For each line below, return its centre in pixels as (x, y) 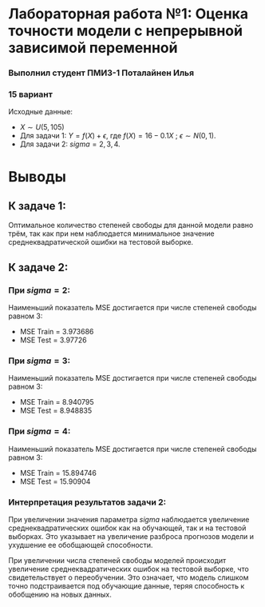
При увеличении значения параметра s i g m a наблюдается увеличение (129, 519)
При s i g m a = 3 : (39, 361)
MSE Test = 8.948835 (56, 411)
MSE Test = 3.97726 (53, 340)
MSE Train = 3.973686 (57, 332)
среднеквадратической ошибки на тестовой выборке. (101, 242)
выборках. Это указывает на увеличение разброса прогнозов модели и (131, 536)
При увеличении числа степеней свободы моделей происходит (117, 560)
